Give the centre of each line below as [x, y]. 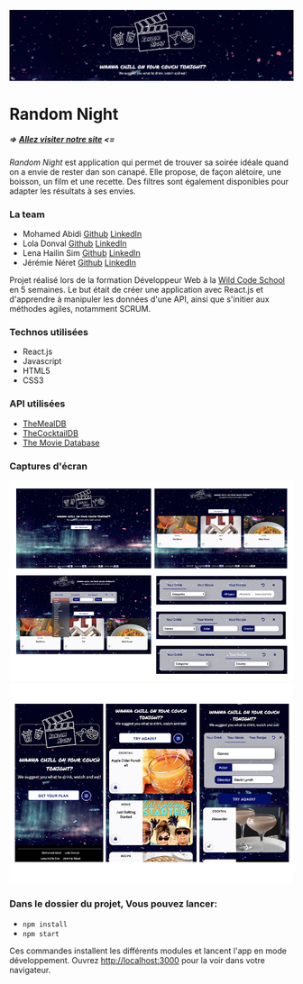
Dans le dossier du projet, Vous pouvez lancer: [114, 904]
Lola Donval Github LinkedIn [75, 243]
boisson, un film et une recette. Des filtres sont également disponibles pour [149, 181]
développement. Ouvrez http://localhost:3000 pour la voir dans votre [138, 960]
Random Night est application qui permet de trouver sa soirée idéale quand [149, 162]
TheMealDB [44, 424]
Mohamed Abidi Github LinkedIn [82, 234]
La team [27, 214]
